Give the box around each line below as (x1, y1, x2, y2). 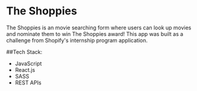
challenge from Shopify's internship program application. (6, 37, 148, 44)
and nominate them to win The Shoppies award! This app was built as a (6, 30, 184, 37)
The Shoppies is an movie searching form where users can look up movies (6, 24, 192, 31)
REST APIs (14, 79, 42, 86)
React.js (14, 66, 36, 73)
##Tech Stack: (6, 48, 43, 55)
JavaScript (14, 60, 42, 67)
